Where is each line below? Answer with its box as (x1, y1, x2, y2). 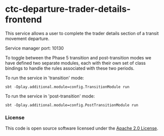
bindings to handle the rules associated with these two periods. (5, 65, 135, 71)
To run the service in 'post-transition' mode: (5, 93, 95, 99)
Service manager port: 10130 (5, 45, 64, 51)
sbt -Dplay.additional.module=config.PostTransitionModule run (5, 102, 139, 107)
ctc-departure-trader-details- (5, 3, 131, 15)
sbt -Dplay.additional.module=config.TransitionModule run (5, 84, 130, 90)
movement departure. (5, 36, 50, 42)
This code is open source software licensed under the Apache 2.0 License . (5, 125, 159, 132)
